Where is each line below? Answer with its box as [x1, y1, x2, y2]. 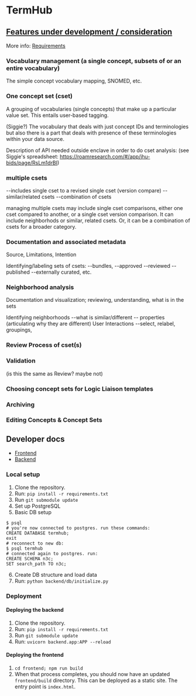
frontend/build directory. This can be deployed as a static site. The [14, 677, 178, 684]
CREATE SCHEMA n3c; [6, 556, 54, 561]
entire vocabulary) [6, 64, 60, 72]
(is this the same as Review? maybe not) [6, 370, 104, 377]
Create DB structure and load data [14, 571, 98, 578]
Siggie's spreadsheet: [6, 153, 59, 160]
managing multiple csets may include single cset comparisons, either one [6, 204, 183, 211]
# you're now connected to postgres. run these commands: [6, 525, 150, 531]
